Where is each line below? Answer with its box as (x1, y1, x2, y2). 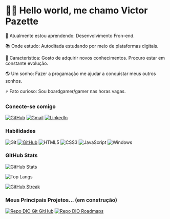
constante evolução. (5, 60, 49, 66)
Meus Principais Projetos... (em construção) (5, 196, 118, 204)
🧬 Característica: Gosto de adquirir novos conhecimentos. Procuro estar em (5, 54, 165, 61)
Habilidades (5, 127, 36, 135)
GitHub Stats (5, 152, 38, 159)
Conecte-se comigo (5, 103, 56, 110)
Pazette (5, 15, 38, 27)
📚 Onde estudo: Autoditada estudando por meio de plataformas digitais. (5, 43, 159, 49)
